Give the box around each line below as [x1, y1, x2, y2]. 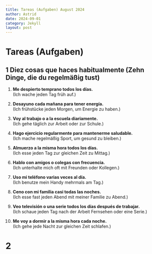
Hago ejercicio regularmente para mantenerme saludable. [12, 130, 133, 136]
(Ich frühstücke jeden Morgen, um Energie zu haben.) [12, 106, 121, 112]
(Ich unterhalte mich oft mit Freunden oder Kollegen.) [12, 165, 120, 171]
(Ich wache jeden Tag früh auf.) [12, 91, 76, 98]
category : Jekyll [5, 21, 41, 26]
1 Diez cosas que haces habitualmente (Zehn [5, 65, 145, 74]
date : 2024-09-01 [5, 16, 41, 21]
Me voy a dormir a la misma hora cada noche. [12, 218, 107, 224]
